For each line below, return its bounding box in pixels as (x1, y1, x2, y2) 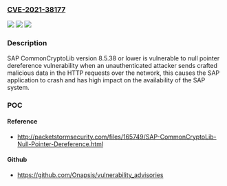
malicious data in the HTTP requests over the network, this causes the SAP (7, 69, 220, 77)
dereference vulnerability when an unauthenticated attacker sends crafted (7, 61, 218, 69)
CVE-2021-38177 (7, 5, 66, 14)
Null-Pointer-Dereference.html (17, 139, 104, 148)
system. (7, 83, 30, 91)
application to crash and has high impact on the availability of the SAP (7, 75, 206, 84)
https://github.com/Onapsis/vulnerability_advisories (17, 170, 164, 179)
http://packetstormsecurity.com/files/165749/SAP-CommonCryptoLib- (17, 132, 217, 141)
